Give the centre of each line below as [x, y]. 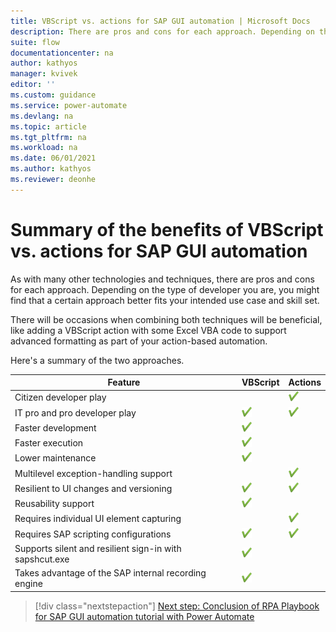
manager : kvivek [44, 74]
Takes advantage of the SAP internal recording [110, 573]
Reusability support [54, 504]
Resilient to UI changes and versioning [93, 488]
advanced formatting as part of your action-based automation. [139, 341]
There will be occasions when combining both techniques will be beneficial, [166, 319]
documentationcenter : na [62, 53]
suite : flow [35, 42]
